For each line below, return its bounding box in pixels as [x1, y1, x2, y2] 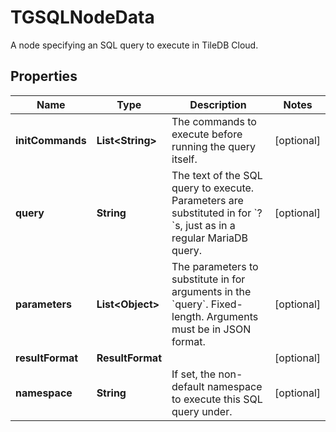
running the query [171, 139, 256, 153]
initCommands [15, 133, 87, 147]
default [171, 379, 205, 393]
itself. [171, 152, 198, 166]
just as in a [185, 218, 236, 232]
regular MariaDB [171, 231, 249, 245]
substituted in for [171, 206, 252, 220]
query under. [171, 404, 233, 418]
